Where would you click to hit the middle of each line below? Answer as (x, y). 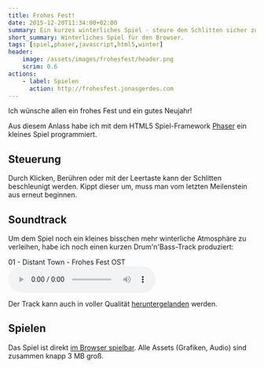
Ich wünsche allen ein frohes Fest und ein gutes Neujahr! (100, 111)
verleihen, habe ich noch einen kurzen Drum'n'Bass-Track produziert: (121, 247)
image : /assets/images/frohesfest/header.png (98, 60)
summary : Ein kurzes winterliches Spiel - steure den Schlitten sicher (128, 30)
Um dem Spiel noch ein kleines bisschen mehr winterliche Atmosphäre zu (127, 238)
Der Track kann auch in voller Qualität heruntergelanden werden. (113, 304)
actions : (22, 74)
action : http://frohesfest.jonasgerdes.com (101, 88)
